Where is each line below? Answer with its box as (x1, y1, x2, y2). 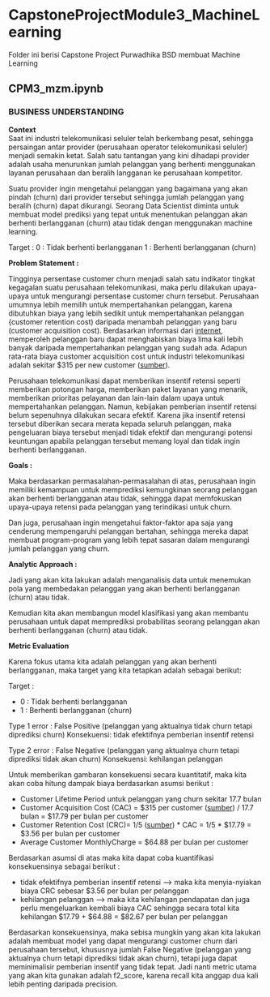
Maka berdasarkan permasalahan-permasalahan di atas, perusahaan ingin (8, 476, 256, 486)
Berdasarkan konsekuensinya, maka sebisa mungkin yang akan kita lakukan (8, 927, 261, 937)
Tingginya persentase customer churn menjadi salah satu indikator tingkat (8, 273, 255, 283)
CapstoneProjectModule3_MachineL (8, 6, 260, 24)
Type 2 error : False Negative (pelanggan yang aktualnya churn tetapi (8, 745, 240, 755)
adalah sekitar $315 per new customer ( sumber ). (8, 359, 171, 370)
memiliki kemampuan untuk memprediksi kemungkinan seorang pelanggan (8, 484, 258, 494)
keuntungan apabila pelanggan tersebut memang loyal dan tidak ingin (8, 436, 241, 445)
